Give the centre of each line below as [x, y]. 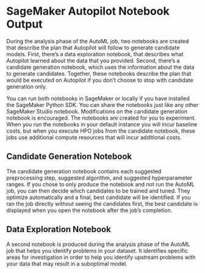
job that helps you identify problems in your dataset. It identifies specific [97, 250]
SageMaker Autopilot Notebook [88, 11]
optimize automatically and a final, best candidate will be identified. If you [99, 197]
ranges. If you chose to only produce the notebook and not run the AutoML [101, 184]
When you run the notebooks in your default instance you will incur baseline [102, 124]
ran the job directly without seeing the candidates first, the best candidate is [102, 203]
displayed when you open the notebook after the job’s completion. [89, 210]
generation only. [27, 86]
